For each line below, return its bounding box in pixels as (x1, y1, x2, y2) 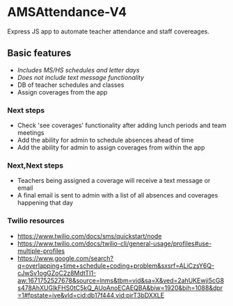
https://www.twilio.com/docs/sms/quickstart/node (17, 232, 162, 240)
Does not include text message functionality (17, 73, 145, 81)
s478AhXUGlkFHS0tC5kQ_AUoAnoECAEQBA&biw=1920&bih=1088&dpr (17, 283, 223, 292)
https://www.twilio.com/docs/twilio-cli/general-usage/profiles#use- (17, 239, 212, 248)
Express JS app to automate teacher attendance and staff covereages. (7, 27, 210, 35)
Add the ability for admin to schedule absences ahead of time (17, 136, 194, 145)
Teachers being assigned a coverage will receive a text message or (17, 177, 211, 185)
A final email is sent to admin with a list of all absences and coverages (17, 191, 218, 200)
